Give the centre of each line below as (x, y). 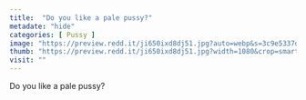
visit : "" (28, 60)
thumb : (22, 52)
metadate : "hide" (42, 26)
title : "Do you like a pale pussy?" (81, 18)
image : (22, 43)
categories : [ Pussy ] (52, 35)
